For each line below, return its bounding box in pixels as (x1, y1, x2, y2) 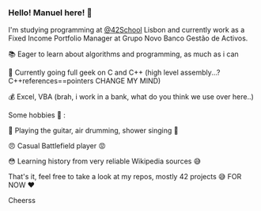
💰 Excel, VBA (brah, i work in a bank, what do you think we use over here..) (8, 92, 255, 102)
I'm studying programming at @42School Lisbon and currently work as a (8, 25, 245, 35)
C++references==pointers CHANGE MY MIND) (8, 76, 161, 86)
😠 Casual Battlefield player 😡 (8, 141, 107, 151)
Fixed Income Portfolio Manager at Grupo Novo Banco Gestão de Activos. (8, 33, 248, 43)
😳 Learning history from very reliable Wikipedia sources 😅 (8, 156, 202, 166)
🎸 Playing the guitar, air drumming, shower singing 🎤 (8, 126, 179, 136)
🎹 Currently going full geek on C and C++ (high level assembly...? (8, 67, 221, 78)
